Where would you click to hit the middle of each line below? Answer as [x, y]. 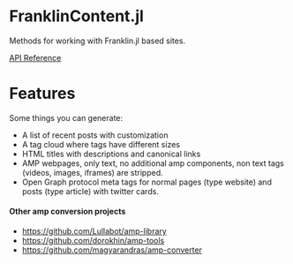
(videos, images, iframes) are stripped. [92, 172]
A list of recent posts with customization [95, 135]
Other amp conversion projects [68, 211]
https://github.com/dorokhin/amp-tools [93, 241]
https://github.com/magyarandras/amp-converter [112, 250]
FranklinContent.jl [76, 16]
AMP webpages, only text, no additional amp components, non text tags [153, 163]
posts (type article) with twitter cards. [90, 191]
